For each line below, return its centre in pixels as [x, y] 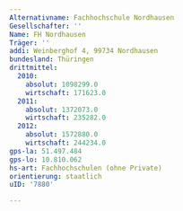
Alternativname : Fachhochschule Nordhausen [92, 18]
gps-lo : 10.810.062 [46, 159]
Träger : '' [30, 43]
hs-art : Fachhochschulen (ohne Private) [86, 168]
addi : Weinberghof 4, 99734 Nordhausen [84, 51]
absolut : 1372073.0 [62, 110]
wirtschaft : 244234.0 [65, 143]
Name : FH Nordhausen [48, 34]
